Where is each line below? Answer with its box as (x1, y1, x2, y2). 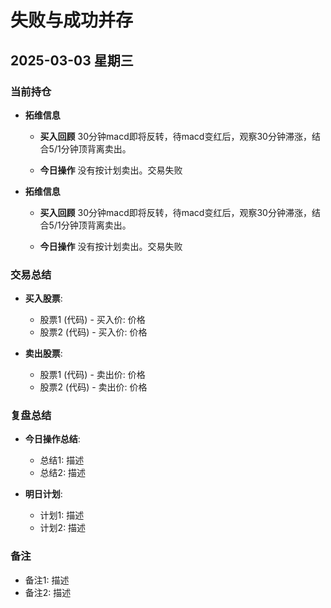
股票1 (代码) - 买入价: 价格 (39, 314, 146, 326)
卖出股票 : (24, 347, 63, 360)
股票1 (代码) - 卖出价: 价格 (39, 369, 146, 381)
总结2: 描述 (39, 467, 87, 479)
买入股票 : (24, 292, 63, 305)
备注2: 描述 (24, 586, 72, 598)
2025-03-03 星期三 (10, 52, 134, 69)
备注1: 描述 (24, 574, 70, 586)
